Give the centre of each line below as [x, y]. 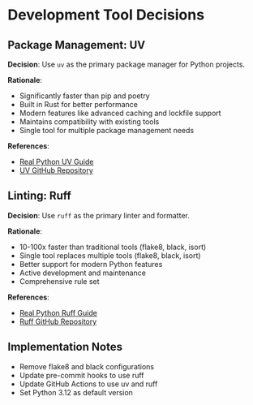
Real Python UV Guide [56, 162]
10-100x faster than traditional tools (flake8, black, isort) [113, 247]
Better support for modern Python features [91, 264]
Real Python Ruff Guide [58, 312]
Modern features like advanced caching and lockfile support [120, 113]
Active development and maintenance [83, 273]
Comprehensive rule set [59, 281]
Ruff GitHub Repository [58, 321]
